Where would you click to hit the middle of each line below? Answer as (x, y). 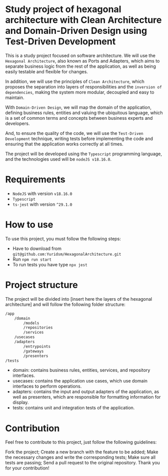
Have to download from (37, 248)
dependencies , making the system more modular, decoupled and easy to (80, 92)
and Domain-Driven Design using (76, 31)
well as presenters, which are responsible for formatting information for (87, 397)
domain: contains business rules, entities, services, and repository (81, 370)
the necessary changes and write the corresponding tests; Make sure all (80, 457)
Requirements (35, 180)
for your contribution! (27, 468)
